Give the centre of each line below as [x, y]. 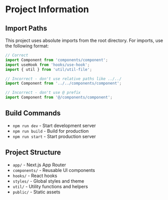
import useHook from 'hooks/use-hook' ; [48, 65]
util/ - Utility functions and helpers [50, 186]
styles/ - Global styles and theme [48, 181]
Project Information [47, 9]
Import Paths [26, 28]
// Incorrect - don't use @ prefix [43, 93]
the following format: [27, 46]
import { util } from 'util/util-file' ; [49, 69]
